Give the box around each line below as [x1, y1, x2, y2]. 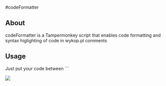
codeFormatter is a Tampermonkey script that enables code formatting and [5, 32, 161, 38]
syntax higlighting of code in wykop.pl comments [5, 37, 107, 43]
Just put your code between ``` [5, 65, 69, 71]
